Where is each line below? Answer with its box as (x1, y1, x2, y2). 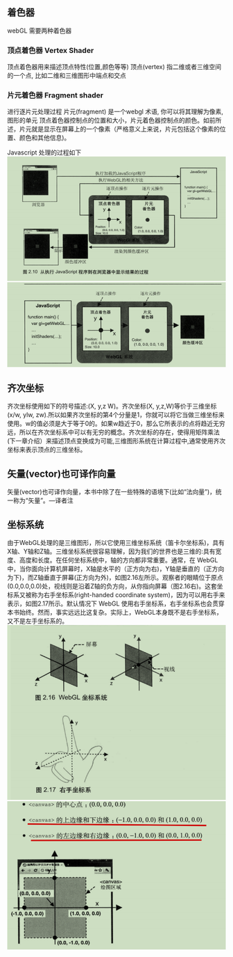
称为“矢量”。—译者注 (12, 496, 74, 505)
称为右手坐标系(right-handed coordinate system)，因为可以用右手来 (31, 590, 225, 599)
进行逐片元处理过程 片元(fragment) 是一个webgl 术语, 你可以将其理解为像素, (7, 107, 224, 116)
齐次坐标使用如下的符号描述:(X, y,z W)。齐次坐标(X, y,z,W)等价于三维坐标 (7, 402, 217, 411)
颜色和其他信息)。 (19, 134, 71, 142)
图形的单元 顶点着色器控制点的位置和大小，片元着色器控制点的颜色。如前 (7, 116, 216, 125)
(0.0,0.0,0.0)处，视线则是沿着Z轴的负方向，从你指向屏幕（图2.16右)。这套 (7, 582, 217, 590)
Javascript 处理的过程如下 (7, 148, 82, 157)
